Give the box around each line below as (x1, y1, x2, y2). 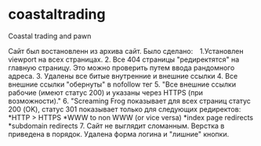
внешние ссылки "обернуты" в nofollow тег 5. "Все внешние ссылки (8, 80, 237, 89)
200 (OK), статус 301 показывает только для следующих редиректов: (8, 104, 241, 114)
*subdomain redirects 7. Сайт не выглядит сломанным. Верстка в (8, 121, 225, 130)
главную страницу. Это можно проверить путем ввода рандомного (8, 62, 235, 72)
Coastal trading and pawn (8, 31, 92, 41)
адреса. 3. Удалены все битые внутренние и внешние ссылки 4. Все (8, 71, 238, 80)
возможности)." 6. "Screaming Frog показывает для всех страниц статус (8, 96, 251, 105)
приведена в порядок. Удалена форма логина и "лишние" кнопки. (8, 129, 230, 138)
